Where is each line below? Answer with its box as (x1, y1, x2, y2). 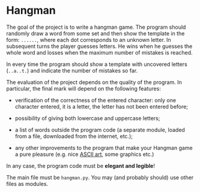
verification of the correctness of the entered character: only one (14, 97, 176, 104)
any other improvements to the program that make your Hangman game (14, 144, 193, 151)
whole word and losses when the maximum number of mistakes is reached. (6, 49, 193, 56)
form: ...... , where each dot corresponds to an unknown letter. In (6, 36, 171, 43)
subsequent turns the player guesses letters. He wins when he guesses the (6, 43, 193, 50)
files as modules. (6, 180, 49, 187)
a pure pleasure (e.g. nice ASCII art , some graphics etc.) (14, 151, 154, 158)
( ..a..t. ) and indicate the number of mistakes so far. (6, 67, 138, 74)
